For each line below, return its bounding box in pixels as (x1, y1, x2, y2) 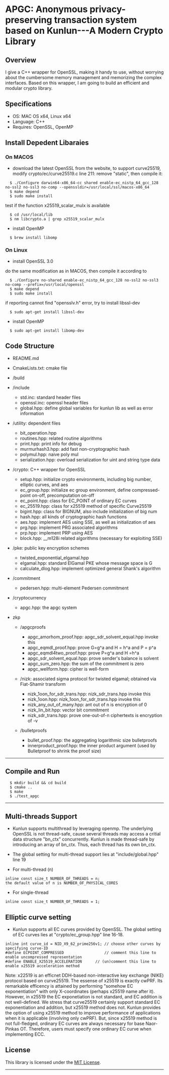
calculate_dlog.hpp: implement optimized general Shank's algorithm (20, 565, 161, 571)
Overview (5, 55, 37, 64)
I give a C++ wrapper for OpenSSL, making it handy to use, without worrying (5, 69, 164, 75)
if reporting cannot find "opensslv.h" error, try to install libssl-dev (5, 300, 140, 306)
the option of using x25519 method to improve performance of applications (5, 1010, 161, 1016)
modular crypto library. (5, 85, 53, 91)
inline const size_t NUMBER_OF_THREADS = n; (5, 876, 100, 881)
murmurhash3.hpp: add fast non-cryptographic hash (20, 446, 130, 452)
